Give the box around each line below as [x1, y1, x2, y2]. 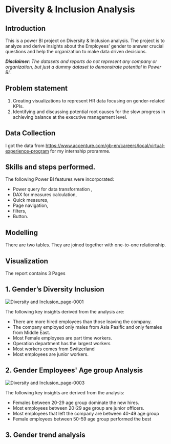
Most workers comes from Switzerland [12, 346, 95, 352]
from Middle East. [12, 329, 50, 335]
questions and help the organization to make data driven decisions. [5, 49, 147, 54]
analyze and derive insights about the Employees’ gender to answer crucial [5, 43, 164, 49]
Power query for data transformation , [12, 186, 93, 193]
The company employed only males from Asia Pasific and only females [12, 324, 162, 330]
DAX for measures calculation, [12, 192, 77, 198]
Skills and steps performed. [5, 163, 96, 172]
